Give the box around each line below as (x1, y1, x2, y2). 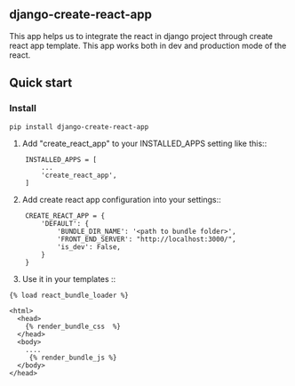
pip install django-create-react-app (9, 122, 149, 132)
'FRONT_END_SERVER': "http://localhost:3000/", (56, 235, 237, 244)
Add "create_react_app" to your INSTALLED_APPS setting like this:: (21, 138, 267, 149)
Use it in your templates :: (21, 273, 116, 284)
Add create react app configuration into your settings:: (21, 194, 222, 205)
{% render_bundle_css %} (25, 322, 122, 331)
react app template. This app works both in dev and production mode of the (9, 40, 287, 51)
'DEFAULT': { (41, 219, 90, 228)
